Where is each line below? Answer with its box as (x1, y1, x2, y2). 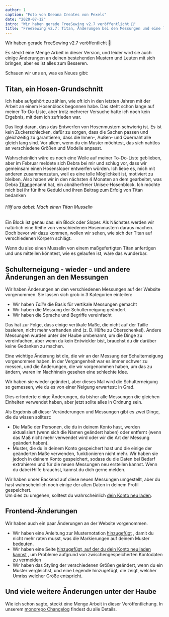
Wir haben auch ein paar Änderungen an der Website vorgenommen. (5, 520, 148, 526)
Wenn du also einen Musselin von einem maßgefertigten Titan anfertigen (5, 245, 156, 251)
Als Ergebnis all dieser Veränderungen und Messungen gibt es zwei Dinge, (5, 408, 160, 415)
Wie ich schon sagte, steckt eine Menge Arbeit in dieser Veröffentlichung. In (5, 600, 163, 606)
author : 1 (5, 7, 26, 13)
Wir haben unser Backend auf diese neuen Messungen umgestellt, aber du (5, 476, 160, 482)
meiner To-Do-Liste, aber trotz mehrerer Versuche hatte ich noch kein (5, 109, 150, 115)
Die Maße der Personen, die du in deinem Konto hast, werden (12, 423, 140, 430)
